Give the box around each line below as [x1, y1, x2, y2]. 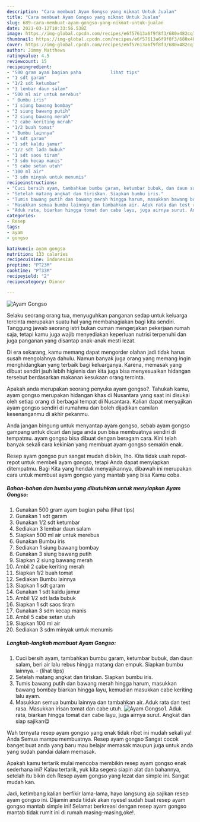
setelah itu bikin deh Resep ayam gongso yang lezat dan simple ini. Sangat [7, 772, 189, 779]
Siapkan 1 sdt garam [15, 582, 65, 589]
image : [7, 31, 23, 37]
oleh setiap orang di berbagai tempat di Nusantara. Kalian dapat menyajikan [7, 398, 192, 405]
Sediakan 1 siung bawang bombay [15, 544, 100, 551]
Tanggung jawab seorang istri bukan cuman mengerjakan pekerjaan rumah [7, 324, 191, 331]
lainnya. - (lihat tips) [15, 667, 65, 674]
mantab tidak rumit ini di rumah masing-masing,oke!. [7, 808, 135, 816]
